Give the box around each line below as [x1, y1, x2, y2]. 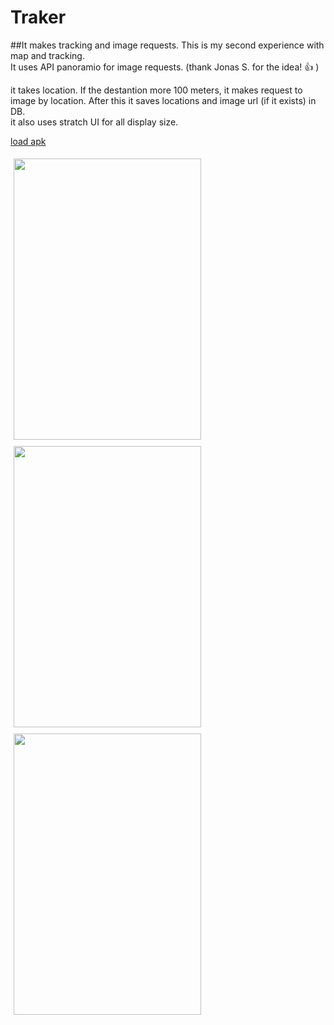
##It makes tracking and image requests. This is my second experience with [10, 39, 325, 51]
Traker [10, 6, 67, 29]
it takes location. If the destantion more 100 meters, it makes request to [10, 84, 303, 96]
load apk [10, 135, 47, 147]
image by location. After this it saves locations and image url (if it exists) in [10, 94, 317, 106]
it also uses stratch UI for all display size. [10, 116, 179, 128]
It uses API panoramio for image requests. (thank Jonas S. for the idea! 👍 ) [10, 61, 320, 73]
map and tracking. [10, 49, 85, 61]
